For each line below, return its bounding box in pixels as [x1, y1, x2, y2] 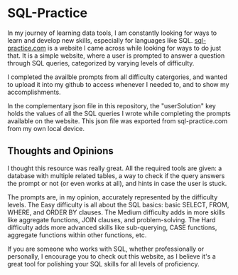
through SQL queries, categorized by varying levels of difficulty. [7, 58, 195, 67]
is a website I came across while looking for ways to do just [47, 43, 222, 52]
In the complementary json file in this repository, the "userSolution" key [7, 101, 217, 110]
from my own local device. [7, 124, 85, 133]
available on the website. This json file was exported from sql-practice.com [7, 116, 228, 125]
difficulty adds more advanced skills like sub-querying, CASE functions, [7, 223, 217, 232]
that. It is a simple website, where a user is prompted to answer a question [7, 51, 225, 60]
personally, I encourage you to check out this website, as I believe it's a [7, 251, 217, 261]
